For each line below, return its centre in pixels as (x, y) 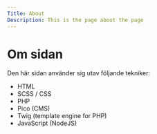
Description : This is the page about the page (75, 20)
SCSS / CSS (34, 94)
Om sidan (35, 54)
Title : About (26, 13)
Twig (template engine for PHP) (62, 116)
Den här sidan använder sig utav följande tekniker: (79, 73)
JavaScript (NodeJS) (47, 123)
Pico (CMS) (34, 108)
